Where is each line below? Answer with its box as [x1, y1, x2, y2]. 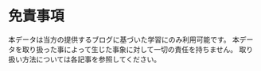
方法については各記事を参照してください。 [21, 54, 162, 64]
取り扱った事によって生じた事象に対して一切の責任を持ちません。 [21, 44, 238, 54]
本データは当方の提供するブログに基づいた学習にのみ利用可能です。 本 [8, 35, 240, 44]
